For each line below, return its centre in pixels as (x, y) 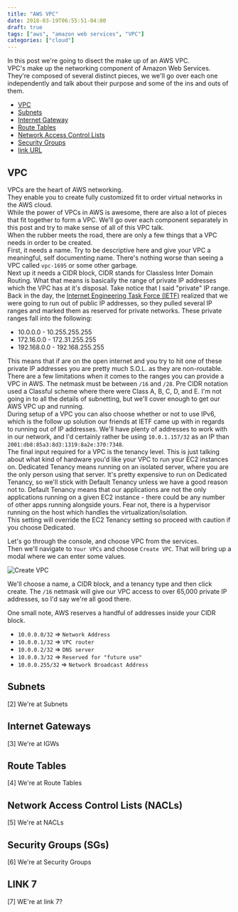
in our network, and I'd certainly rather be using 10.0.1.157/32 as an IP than (118, 436)
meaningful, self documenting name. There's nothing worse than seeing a (115, 258)
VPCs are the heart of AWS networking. (65, 189)
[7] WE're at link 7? (35, 901)
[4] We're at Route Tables (45, 783)
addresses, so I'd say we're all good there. (69, 599)
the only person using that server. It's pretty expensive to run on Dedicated (117, 474)
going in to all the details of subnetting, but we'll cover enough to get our (114, 399)
